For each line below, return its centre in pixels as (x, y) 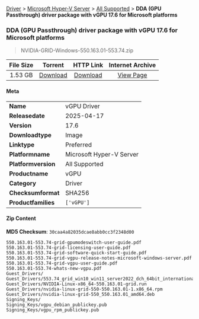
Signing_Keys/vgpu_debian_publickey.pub (57, 305)
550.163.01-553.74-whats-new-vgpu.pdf (54, 268)
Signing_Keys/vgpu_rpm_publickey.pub (53, 310)
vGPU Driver (82, 106)
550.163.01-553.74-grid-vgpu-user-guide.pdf (62, 263)
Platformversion (32, 164)
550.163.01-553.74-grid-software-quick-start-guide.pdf (76, 253)
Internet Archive (132, 65)
